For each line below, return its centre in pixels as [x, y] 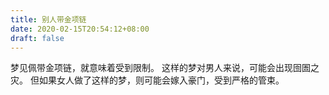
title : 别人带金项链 [48, 19]
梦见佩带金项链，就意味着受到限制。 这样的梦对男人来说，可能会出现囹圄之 [165, 68]
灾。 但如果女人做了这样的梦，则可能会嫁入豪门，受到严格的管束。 [147, 80]
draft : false [37, 38]
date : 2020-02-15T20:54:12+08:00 [80, 29]
